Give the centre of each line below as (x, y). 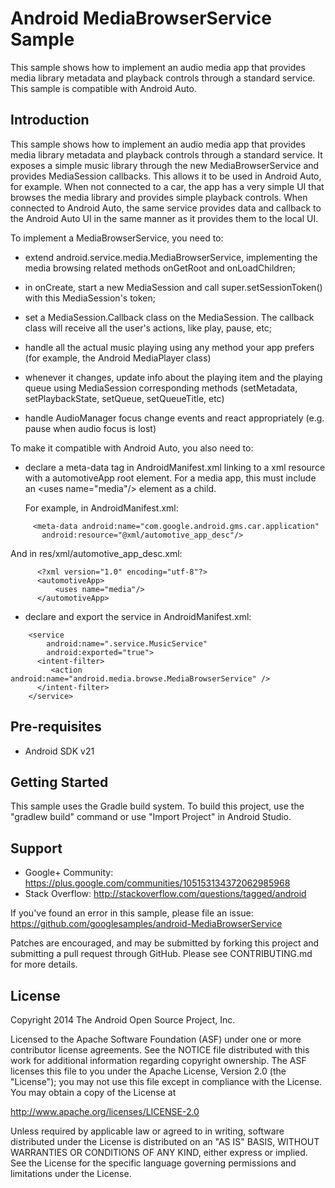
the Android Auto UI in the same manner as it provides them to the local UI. (164, 218)
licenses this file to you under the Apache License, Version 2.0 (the (148, 1071)
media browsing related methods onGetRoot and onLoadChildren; (160, 268)
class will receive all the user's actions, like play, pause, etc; (148, 328)
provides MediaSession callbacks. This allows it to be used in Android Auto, (166, 176)
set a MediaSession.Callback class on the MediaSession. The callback (169, 317)
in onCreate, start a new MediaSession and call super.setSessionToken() (173, 287)
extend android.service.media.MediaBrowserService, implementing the (171, 257)
